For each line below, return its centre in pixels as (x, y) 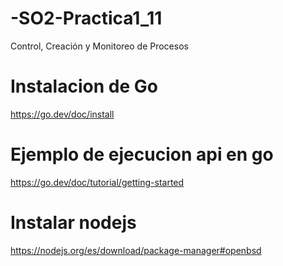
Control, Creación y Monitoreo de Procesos (99, 46)
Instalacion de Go (84, 86)
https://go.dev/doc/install (62, 114)
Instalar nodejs (73, 223)
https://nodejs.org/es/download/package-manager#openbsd (136, 250)
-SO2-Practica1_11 (86, 18)
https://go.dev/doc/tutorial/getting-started (97, 182)
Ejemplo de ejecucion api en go (142, 154)
